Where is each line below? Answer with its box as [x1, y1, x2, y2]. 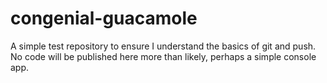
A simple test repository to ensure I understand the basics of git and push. [10, 40, 317, 52]
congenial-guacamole [10, 7, 198, 30]
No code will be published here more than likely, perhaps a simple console [10, 50, 317, 62]
